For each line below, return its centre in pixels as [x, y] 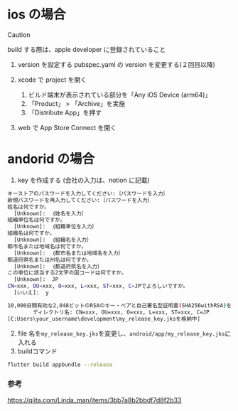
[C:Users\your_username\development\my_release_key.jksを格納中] [104, 319]
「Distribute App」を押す [65, 112]
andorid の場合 [51, 159]
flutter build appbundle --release [60, 364]
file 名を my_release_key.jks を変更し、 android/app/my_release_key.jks [121, 333]
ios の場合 [37, 15]
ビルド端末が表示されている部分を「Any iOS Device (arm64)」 [120, 95]
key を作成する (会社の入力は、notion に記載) [84, 180]
